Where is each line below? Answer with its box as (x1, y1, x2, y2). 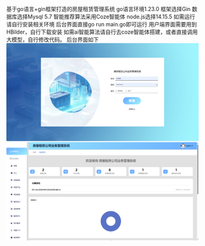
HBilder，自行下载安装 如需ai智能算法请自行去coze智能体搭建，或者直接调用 (6, 28, 198, 35)
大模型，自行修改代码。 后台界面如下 (6, 36, 99, 43)
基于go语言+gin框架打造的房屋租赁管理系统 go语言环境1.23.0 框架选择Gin (6, 6, 191, 12)
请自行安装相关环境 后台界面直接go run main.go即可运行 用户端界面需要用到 (6, 21, 197, 28)
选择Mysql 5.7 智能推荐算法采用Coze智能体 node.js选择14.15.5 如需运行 (16, 13, 195, 20)
